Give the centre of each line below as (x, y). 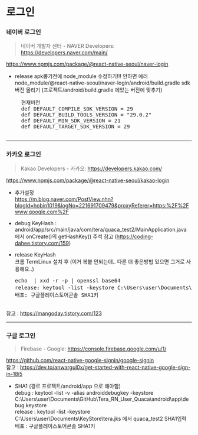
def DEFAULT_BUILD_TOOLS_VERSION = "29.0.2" (86, 115)
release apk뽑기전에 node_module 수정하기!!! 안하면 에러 (81, 76)
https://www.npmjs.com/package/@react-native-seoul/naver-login (87, 64)
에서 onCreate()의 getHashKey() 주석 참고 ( (65, 236)
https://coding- (135, 236)
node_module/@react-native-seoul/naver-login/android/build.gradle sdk (102, 83)
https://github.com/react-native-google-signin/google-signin (80, 361)
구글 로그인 (21, 336)
